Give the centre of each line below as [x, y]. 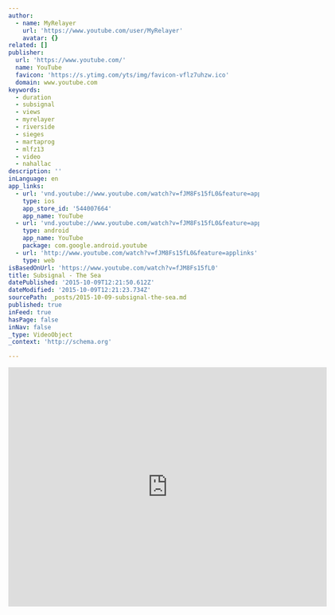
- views [28, 112]
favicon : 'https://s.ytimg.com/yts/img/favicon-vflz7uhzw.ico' [122, 75]
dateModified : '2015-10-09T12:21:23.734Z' [80, 290]
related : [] [28, 45]
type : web [39, 260]
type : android [46, 231]
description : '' [35, 171]
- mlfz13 [30, 149]
